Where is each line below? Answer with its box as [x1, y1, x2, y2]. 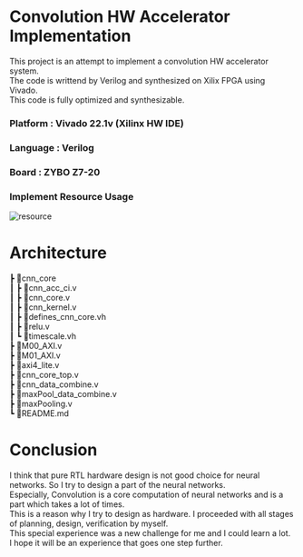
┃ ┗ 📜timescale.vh [9, 330, 77, 342]
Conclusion [9, 440, 98, 461]
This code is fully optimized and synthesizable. [9, 94, 185, 105]
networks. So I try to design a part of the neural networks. [9, 479, 226, 490]
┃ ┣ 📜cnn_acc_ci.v [9, 282, 77, 293]
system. [9, 65, 39, 76]
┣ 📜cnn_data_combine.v [9, 379, 99, 390]
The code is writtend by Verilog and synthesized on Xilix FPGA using [9, 75, 266, 85]
